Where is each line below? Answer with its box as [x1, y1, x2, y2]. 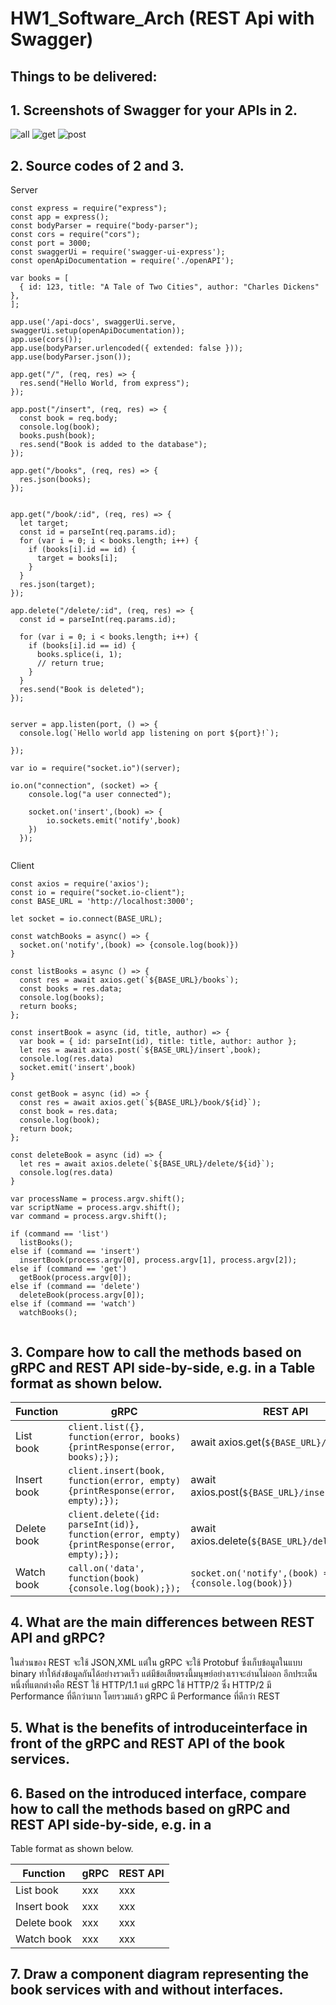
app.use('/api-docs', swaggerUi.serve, [10, 317, 177, 327]
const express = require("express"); [10, 203, 168, 214]
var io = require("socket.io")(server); [10, 763, 182, 774]
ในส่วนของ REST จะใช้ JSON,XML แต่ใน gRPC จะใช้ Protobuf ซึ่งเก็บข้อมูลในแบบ [10, 1656, 303, 1668]
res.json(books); [19, 475, 92, 485]
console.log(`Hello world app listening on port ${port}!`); [19, 728, 280, 739]
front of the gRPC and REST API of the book [10, 1735, 286, 1752]
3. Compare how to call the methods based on [10, 1343, 302, 1361]
